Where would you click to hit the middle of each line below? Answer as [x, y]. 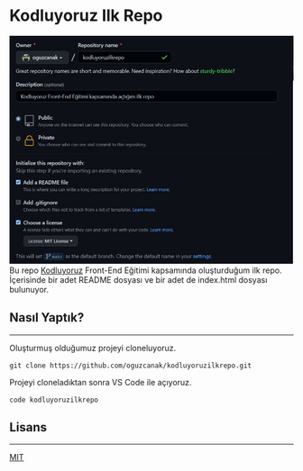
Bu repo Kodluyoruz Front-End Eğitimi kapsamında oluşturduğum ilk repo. [146, 270]
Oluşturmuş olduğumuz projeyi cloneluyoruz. [93, 348]
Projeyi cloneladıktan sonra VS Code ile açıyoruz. [101, 382]
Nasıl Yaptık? [47, 317]
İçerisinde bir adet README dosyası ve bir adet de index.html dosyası [138, 279]
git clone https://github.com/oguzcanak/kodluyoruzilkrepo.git [131, 366]
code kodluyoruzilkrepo [54, 400]
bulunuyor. [29, 289]
